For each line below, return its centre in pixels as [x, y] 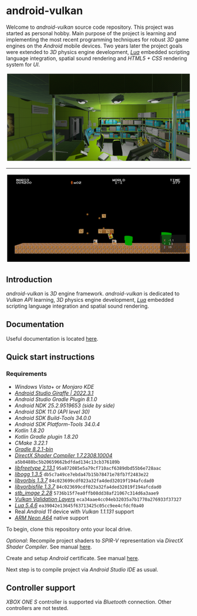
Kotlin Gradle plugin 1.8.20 [46, 436]
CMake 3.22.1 [31, 443]
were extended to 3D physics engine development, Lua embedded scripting [98, 52]
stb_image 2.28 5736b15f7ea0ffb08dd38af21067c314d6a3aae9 [87, 493]
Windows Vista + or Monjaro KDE [54, 386]
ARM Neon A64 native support [52, 517]
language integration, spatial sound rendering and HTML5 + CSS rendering [97, 58]
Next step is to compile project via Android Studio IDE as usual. [82, 569]
